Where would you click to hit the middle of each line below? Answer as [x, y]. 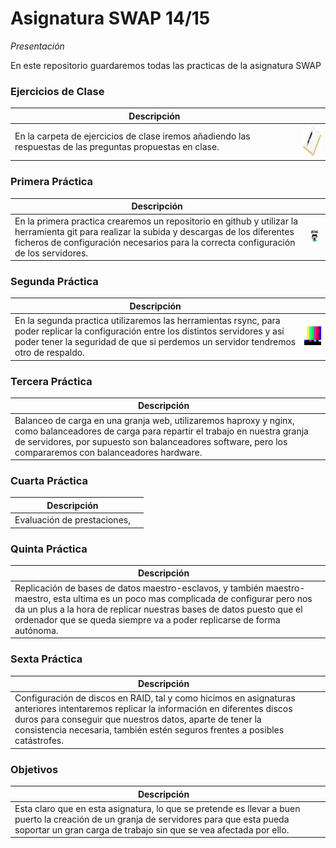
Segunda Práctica [54, 281]
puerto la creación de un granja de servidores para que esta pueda [152, 819]
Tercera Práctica [51, 381]
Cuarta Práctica [49, 481]
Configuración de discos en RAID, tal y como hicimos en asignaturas [155, 698]
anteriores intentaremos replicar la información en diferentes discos [153, 709]
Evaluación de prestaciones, [72, 520]
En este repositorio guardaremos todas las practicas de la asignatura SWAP [166, 65]
